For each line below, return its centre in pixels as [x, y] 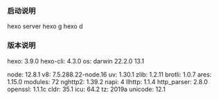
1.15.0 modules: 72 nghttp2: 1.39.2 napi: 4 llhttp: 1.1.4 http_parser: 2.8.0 [108, 81]
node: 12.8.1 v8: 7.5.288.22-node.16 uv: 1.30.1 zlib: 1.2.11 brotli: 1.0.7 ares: [110, 74]
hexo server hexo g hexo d [45, 26]
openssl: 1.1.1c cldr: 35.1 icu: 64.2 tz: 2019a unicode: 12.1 [87, 89]
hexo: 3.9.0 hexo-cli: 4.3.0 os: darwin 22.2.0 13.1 [76, 61]
